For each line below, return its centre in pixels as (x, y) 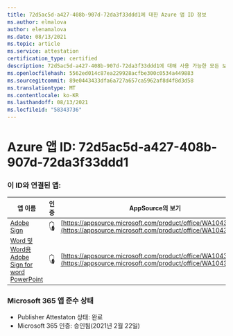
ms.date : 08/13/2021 (37, 37)
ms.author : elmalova (37, 22)
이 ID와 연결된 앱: (34, 185)
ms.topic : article (34, 44)
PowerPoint (27, 279)
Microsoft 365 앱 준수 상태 (50, 301)
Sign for (21, 264)
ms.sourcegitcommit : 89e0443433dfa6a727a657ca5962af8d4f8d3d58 (101, 81)
